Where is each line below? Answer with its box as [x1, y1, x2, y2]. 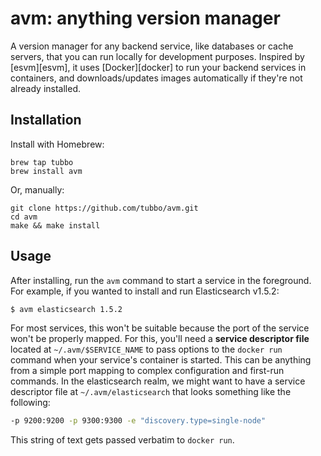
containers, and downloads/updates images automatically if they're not [10, 72, 303, 84]
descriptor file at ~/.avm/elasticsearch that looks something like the [10, 386, 292, 398]
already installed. [10, 82, 82, 94]
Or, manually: [10, 183, 65, 196]
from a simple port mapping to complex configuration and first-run [10, 365, 285, 377]
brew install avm [10, 166, 83, 176]
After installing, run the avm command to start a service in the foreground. [10, 274, 312, 286]
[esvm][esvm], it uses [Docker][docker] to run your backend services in [10, 61, 307, 73]
